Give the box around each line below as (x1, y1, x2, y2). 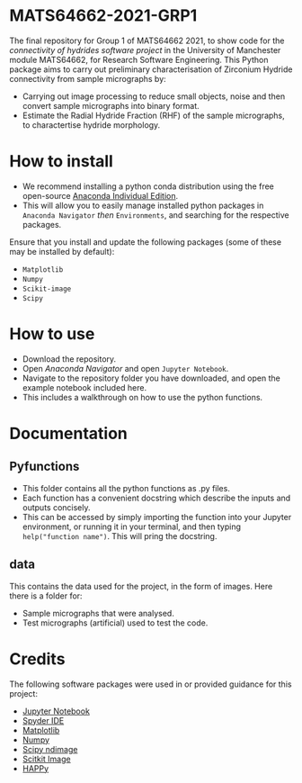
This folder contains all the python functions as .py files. (22, 482, 231, 493)
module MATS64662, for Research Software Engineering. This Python (9, 54, 269, 65)
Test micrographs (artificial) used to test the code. (22, 617, 209, 628)
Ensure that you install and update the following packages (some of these (9, 236, 281, 247)
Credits (9, 649, 66, 669)
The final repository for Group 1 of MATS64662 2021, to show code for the (9, 35, 285, 46)
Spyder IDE (22, 715, 65, 725)
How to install (9, 151, 114, 172)
